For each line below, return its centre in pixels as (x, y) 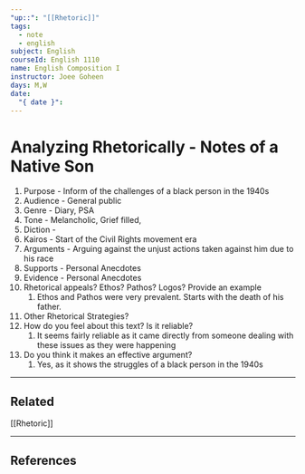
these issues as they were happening (106, 345)
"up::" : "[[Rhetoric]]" (55, 18)
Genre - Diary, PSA (58, 210)
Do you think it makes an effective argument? (108, 355)
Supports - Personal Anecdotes (82, 268)
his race (38, 258)
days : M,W (29, 85)
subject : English (43, 52)
